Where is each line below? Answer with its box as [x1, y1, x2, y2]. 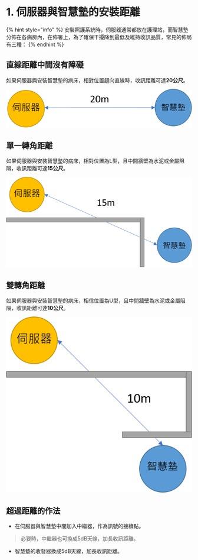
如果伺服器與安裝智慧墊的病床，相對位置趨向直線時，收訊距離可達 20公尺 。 [6, 76, 189, 83]
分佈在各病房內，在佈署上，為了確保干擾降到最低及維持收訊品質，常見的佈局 [6, 33, 192, 40]
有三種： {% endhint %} [6, 41, 64, 48]
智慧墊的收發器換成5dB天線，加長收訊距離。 [14, 548, 123, 555]
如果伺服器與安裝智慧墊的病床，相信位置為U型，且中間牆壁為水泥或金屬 [6, 297, 181, 305]
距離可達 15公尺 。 [26, 165, 69, 172]
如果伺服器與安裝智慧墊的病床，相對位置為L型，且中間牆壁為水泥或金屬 [6, 157, 180, 164]
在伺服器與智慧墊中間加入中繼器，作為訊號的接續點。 [14, 523, 144, 530]
